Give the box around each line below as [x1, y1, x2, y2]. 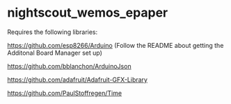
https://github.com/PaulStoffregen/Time [7, 89, 122, 97]
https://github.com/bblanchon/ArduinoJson [7, 62, 132, 70]
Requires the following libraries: [7, 28, 98, 36]
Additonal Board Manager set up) [7, 49, 103, 57]
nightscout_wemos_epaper [7, 5, 168, 21]
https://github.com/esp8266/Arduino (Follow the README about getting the [7, 41, 224, 49]
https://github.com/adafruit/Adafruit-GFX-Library [7, 75, 148, 84]
